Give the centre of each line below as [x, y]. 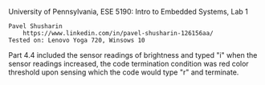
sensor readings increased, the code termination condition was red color [128, 64]
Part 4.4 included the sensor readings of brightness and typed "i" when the [133, 55]
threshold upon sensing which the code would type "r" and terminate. [124, 72]
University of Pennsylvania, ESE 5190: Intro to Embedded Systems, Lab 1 [128, 12]
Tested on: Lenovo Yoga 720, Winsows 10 [77, 40]
